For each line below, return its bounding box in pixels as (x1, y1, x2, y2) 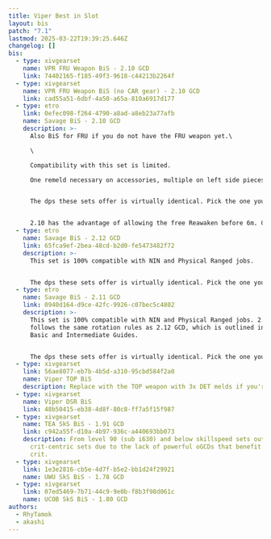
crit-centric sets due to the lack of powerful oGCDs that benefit (29, 443, 262, 451)
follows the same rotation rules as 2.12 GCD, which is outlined (29, 323, 254, 331)
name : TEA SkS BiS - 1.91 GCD (23, 420, 125, 428)
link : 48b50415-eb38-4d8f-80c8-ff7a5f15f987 (23, 405, 175, 413)
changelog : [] (8, 42, 56, 50)
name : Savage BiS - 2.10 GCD (23, 117, 121, 125)
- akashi (15, 518, 45, 526)
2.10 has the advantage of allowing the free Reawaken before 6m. (29, 219, 258, 227)
